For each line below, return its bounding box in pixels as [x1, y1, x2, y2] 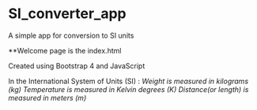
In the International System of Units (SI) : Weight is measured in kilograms [8, 76, 249, 86]
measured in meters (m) [8, 93, 87, 102]
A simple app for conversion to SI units [8, 31, 134, 40]
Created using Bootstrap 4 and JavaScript [8, 60, 146, 71]
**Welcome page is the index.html [8, 46, 122, 55]
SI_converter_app [8, 5, 127, 23]
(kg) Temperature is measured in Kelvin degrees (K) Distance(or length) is [8, 84, 249, 94]
